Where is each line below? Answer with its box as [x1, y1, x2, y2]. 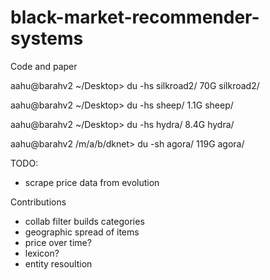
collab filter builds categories [24, 215, 145, 227]
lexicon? [24, 247, 60, 259]
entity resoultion [24, 257, 93, 270]
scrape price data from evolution [24, 176, 160, 188]
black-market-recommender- [10, 6, 260, 29]
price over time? [24, 236, 92, 248]
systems [10, 27, 84, 50]
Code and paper [10, 60, 78, 72]
